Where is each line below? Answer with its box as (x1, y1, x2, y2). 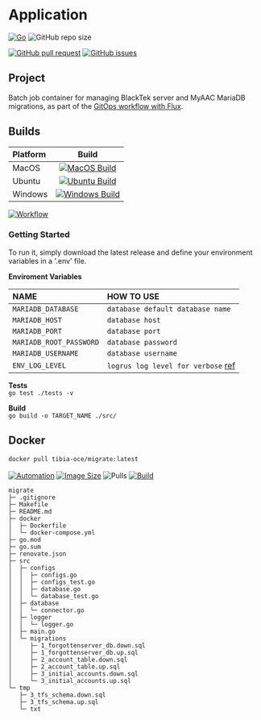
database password (106, 337, 178, 347)
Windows (12, 188, 48, 199)
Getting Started (8, 229, 70, 240)
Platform (12, 148, 47, 160)
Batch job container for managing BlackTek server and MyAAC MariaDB (8, 93, 246, 102)
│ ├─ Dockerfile (8, 522, 67, 530)
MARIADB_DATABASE (12, 304, 79, 314)
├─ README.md (8, 507, 52, 515)
